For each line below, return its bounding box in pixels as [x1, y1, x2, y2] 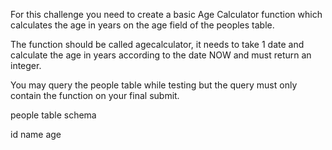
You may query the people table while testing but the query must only [10, 79, 298, 91]
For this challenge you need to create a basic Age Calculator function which [10, 9, 323, 20]
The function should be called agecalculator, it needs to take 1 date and [10, 39, 305, 50]
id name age [10, 129, 62, 140]
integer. [10, 60, 42, 71]
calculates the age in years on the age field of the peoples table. [10, 19, 275, 31]
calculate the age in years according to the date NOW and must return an [10, 49, 312, 61]
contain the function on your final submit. [10, 90, 180, 101]
